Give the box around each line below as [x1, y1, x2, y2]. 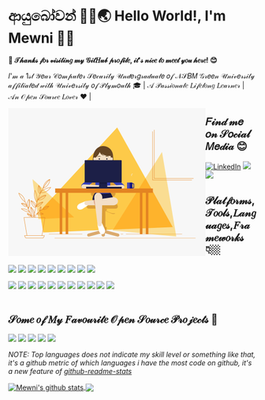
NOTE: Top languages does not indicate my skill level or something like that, [8, 350, 256, 360]
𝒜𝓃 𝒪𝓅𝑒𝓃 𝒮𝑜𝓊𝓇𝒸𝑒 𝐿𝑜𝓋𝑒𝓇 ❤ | [8, 92, 92, 101]
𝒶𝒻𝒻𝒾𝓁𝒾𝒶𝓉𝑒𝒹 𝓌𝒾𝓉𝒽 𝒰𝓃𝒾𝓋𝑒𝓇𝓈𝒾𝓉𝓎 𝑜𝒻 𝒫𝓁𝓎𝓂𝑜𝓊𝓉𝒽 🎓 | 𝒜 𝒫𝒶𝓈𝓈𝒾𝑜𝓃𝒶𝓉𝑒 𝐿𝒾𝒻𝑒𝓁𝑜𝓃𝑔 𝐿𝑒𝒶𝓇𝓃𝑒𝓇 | [8, 80, 245, 90]
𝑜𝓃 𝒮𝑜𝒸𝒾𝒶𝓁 [205, 128, 251, 141]
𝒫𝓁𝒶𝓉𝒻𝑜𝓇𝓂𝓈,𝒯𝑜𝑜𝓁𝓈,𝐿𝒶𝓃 [205, 194, 256, 207]
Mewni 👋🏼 [8, 29, 75, 47]
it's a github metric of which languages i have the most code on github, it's [8, 358, 252, 368]
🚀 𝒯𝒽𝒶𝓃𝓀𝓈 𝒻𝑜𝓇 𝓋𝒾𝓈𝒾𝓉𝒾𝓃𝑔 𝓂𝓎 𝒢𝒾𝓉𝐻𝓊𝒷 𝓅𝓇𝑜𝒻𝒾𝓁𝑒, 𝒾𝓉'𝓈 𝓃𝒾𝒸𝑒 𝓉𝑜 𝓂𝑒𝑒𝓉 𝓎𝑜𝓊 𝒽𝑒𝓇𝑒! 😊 [8, 55, 218, 65]
